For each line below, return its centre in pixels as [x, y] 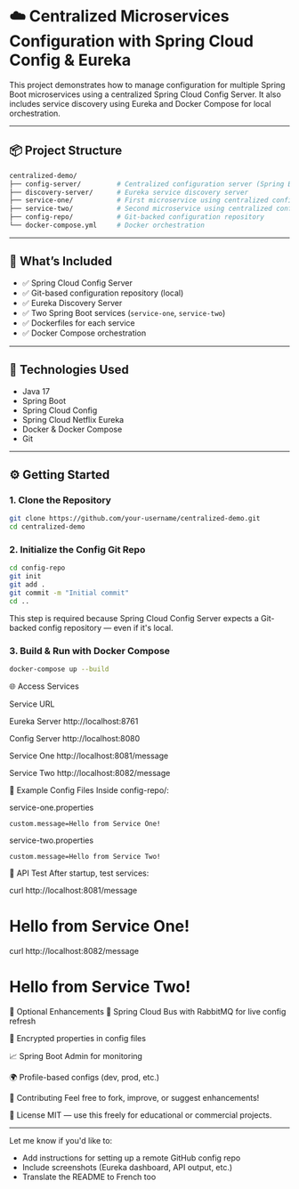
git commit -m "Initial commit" [69, 593]
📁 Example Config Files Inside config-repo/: [89, 790]
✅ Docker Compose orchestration [84, 333]
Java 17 [36, 391]
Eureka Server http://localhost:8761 [74, 721]
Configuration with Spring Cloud [131, 41]
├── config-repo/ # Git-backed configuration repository [137, 217]
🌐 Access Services [44, 686]
